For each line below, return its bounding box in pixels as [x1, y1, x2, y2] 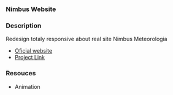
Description [6, 21, 42, 29]
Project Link [14, 54, 45, 61]
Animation [14, 83, 40, 90]
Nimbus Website [6, 5, 56, 13]
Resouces [6, 69, 36, 78]
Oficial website [14, 47, 53, 55]
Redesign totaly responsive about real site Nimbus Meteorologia [6, 36, 167, 43]
